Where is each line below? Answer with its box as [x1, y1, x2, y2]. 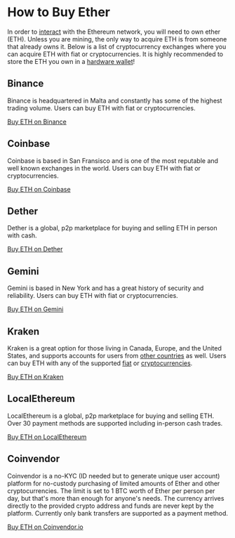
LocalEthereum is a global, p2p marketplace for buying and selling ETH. [7, 412, 215, 420]
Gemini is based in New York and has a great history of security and [7, 284, 204, 292]
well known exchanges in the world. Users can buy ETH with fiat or [7, 164, 201, 172]
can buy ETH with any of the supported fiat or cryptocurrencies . [7, 359, 193, 367]
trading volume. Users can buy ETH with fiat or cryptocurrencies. [7, 103, 196, 112]
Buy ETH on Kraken [7, 373, 64, 381]
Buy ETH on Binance [7, 117, 67, 126]
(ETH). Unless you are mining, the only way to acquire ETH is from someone [7, 34, 227, 43]
